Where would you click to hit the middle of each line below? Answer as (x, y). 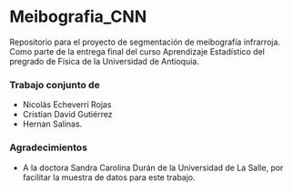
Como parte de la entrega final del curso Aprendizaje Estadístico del (137, 51)
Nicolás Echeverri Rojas (67, 105)
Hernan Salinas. (52, 124)
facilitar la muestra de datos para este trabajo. (109, 177)
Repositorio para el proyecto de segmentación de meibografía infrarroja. (145, 42)
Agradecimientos (49, 147)
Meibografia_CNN (78, 17)
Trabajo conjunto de (55, 85)
